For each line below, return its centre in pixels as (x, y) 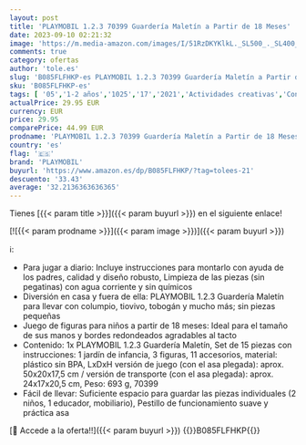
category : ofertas (44, 60)
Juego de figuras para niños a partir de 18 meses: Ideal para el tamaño (155, 326)
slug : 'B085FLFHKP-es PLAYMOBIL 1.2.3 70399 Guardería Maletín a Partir (150, 78)
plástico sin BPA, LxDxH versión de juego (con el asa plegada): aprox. (153, 365)
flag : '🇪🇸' (32, 153)
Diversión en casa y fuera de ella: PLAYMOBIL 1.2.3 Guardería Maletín (153, 296)
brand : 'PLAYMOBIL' (46, 162)
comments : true (38, 52)
